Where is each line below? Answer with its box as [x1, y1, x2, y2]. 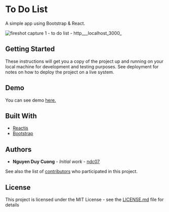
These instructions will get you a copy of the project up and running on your [5, 58, 163, 64]
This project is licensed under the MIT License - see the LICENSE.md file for [5, 196, 164, 202]
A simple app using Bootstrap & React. [5, 20, 86, 26]
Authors [5, 145, 32, 154]
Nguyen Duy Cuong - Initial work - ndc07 [12, 158, 100, 165]
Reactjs [12, 125, 29, 131]
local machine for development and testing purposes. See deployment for [5, 63, 159, 69]
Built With [5, 111, 37, 120]
